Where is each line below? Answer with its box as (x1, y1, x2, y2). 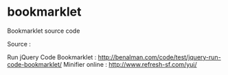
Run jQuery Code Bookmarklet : (7, 52, 97, 61)
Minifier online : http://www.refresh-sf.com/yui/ (63, 60, 197, 68)
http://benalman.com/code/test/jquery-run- (98, 52, 221, 61)
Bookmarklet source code (7, 27, 80, 35)
